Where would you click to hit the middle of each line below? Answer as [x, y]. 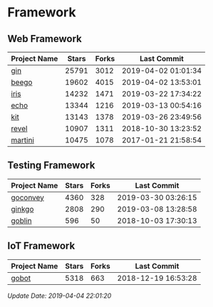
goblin [21, 220]
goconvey [28, 197]
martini [22, 140]
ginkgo [22, 209]
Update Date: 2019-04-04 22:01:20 [59, 296]
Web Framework [45, 39]
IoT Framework [41, 246]
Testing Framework [51, 166]
